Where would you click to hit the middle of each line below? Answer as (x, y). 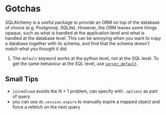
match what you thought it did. (37, 49)
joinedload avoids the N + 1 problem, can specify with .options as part (85, 91)
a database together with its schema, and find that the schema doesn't (78, 43)
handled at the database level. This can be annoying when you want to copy (83, 38)
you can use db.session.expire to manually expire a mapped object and (86, 102)
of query (21, 96)
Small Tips (22, 79)
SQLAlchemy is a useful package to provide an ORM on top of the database (83, 22)
